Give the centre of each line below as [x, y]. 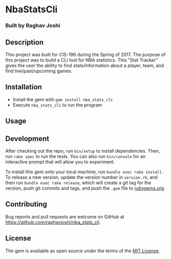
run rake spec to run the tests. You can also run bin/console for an [75, 156]
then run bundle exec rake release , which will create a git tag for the [78, 182]
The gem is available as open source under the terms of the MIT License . [83, 251]
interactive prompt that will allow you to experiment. [60, 162]
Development [27, 138]
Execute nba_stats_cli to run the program [58, 105]
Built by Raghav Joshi [33, 26]
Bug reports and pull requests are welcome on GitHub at [65, 216]
